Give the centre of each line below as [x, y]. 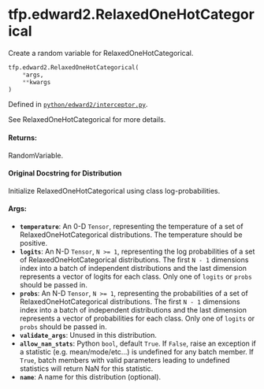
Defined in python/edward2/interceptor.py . [78, 105]
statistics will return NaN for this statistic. [86, 369]
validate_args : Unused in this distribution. [88, 335]
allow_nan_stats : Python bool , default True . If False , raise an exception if [138, 343]
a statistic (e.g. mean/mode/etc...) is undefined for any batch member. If [136, 352]
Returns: [23, 138]
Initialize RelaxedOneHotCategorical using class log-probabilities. [114, 191]
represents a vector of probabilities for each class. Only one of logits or [137, 319]
